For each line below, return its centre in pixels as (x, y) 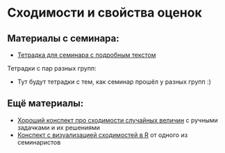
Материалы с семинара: (63, 38)
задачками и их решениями (59, 127)
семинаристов (39, 142)
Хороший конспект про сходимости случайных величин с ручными (117, 120)
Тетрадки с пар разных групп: (52, 68)
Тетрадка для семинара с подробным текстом (86, 55)
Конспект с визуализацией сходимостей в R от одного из (102, 135)
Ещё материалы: (45, 103)
